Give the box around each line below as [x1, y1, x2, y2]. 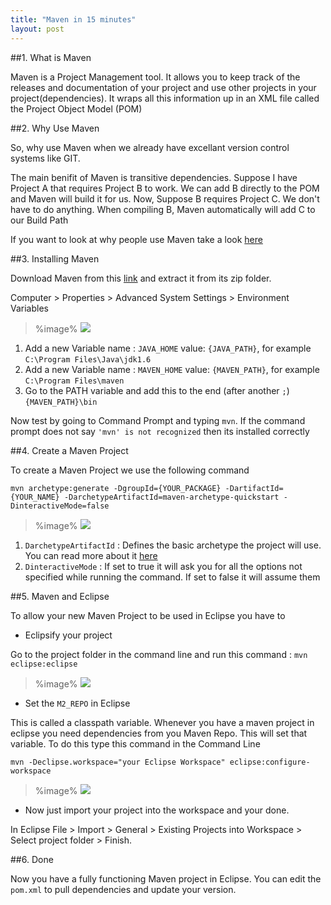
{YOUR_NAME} [10, 492, 60, 502]
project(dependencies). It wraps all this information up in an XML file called [10, 92, 320, 104]
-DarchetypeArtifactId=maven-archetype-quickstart [63, 492, 280, 502]
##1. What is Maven [10, 51, 92, 63]
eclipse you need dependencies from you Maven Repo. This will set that [10, 727, 308, 739]
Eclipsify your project [24, 629, 113, 641]
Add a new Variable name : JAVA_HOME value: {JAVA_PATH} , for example [24, 342, 312, 354]
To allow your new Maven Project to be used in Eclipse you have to [10, 609, 286, 621]
